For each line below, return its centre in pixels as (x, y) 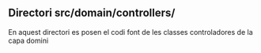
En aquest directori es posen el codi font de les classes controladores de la (130, 32)
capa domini (28, 40)
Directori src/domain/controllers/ (92, 13)
